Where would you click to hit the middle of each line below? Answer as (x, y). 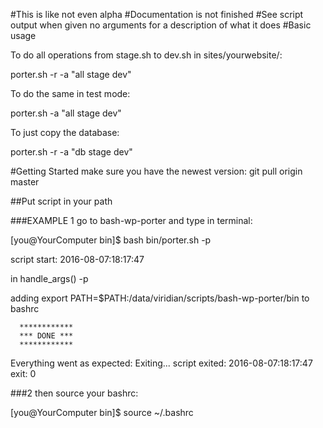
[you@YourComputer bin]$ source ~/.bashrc (102, 412)
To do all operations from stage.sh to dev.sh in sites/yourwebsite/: (146, 55)
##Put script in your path (61, 201)
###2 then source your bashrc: (74, 393)
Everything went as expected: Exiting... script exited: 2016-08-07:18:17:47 (161, 363)
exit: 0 (23, 373)
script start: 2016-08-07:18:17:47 (77, 259)
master (25, 182)
